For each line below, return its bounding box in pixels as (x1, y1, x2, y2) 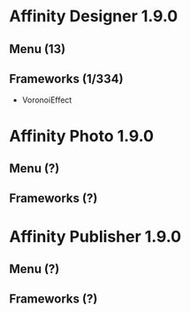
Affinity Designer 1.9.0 (9, 6, 179, 27)
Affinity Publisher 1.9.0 (9, 226, 182, 247)
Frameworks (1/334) (9, 71, 124, 86)
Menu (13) (9, 42, 66, 57)
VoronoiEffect (21, 95, 72, 105)
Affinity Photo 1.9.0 (9, 126, 155, 146)
